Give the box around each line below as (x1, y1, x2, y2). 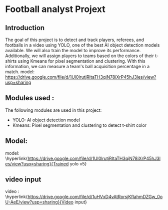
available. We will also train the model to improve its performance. (5, 48, 141, 53)
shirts (5, 58, 17, 64)
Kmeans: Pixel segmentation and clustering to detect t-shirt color (12, 122, 147, 128)
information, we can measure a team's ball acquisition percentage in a (5, 64, 150, 69)
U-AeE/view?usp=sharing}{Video (5, 199, 74, 205)
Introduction (5, 24, 45, 32)
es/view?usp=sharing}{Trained (5, 160, 69, 166)
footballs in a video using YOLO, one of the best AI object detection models (5, 42, 160, 48)
